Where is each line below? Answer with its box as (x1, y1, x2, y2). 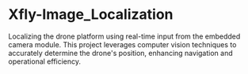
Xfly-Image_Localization (8, 6, 174, 24)
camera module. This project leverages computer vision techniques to (8, 39, 237, 49)
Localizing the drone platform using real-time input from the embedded (8, 31, 241, 41)
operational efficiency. (8, 57, 82, 66)
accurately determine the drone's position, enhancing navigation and (8, 48, 234, 57)
